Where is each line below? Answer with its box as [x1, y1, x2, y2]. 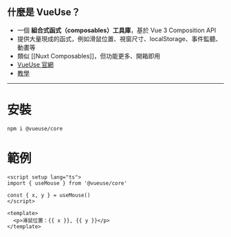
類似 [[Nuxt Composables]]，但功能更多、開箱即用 [16, 52, 161, 60]
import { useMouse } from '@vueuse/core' [7, 179, 128, 187]
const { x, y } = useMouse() [7, 192, 91, 199]
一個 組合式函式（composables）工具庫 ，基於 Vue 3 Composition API [16, 26, 217, 34]
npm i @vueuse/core [7, 125, 63, 132]
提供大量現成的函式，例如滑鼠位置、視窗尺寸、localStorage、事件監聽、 [16, 34, 222, 43]
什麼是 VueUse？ [7, 6, 80, 19]
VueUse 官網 [16, 60, 54, 69]
